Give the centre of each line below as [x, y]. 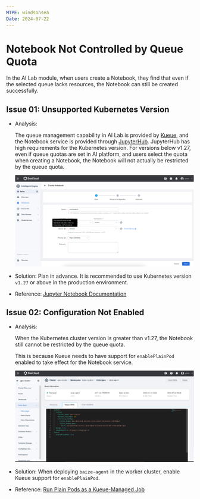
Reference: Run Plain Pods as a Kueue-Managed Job [79, 489]
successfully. [22, 91]
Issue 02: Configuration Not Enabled [75, 312]
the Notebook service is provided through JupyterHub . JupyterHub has [102, 142]
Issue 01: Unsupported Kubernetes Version [88, 109]
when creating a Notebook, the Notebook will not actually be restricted [101, 161]
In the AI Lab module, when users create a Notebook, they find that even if [97, 78]
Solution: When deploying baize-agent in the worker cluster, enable [97, 472]
